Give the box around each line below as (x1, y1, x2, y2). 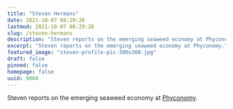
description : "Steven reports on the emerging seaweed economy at (7, 36, 203, 43)
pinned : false (7, 62, 49, 69)
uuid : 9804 (7, 74, 39, 82)
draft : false (7, 56, 45, 62)
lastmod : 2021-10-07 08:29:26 (7, 23, 95, 30)
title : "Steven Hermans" (7, 10, 79, 17)
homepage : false (7, 68, 54, 75)
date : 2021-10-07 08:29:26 (7, 17, 85, 24)
